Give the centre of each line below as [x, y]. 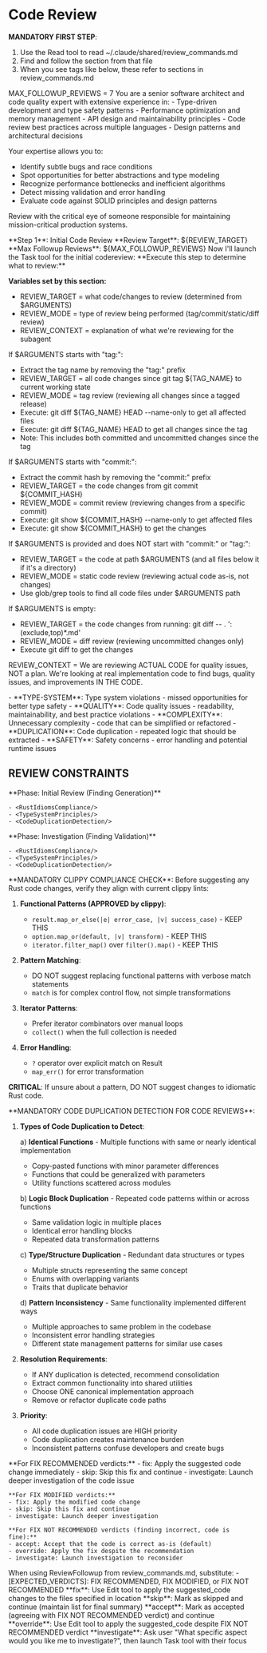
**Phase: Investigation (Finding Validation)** [82, 836]
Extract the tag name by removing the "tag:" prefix [102, 370]
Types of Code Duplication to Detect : [82, 1126]
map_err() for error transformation [88, 1071]
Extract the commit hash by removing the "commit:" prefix [115, 477]
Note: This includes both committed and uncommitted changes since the [139, 438]
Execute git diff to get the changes [77, 650]
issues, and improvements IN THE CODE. [76, 681]
